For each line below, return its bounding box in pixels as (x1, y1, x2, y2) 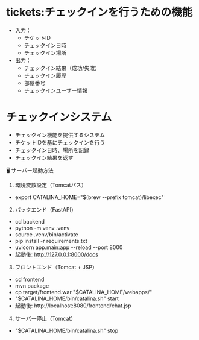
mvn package (14, 282, 49, 289)
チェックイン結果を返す (14, 154, 74, 161)
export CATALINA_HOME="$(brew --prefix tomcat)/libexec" (14, 194, 164, 201)
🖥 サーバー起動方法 (6, 166, 54, 174)
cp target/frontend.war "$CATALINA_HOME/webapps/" (14, 288, 153, 295)
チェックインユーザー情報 (24, 87, 88, 94)
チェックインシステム (6, 110, 112, 124)
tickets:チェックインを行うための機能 (6, 5, 193, 19)
